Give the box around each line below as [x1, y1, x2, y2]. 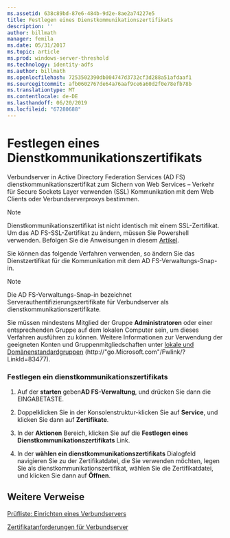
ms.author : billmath [7, 67, 67, 74]
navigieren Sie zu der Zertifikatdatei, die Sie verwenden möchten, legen [16, 456, 220, 464]
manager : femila [7, 36, 54, 43]
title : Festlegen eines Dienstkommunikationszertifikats [7, 16, 174, 23]
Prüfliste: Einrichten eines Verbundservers [7, 509, 127, 517]
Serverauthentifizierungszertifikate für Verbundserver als [7, 298, 170, 306]
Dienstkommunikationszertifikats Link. [16, 436, 130, 444]
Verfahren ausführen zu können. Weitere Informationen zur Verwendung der [7, 333, 223, 341]
